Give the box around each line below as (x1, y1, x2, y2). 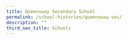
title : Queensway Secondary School (6, 8, 96, 15)
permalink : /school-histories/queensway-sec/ (6, 14, 122, 20)
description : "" (6, 19, 47, 25)
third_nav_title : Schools (6, 25, 71, 31)
